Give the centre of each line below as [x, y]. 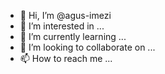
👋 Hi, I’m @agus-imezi [65, 15]
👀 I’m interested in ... [62, 26]
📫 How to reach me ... [66, 58]
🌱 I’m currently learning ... [73, 36]
